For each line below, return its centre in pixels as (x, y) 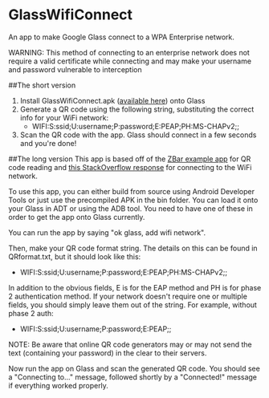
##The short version (42, 85)
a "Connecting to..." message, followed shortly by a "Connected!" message (133, 377)
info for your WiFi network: (64, 117)
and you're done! (48, 143)
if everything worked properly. (58, 385)
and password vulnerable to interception (75, 69)
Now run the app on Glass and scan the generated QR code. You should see (134, 368)
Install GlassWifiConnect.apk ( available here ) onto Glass (112, 100)
